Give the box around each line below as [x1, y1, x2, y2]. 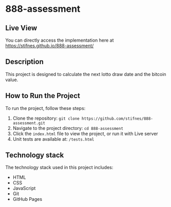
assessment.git [12, 120, 46, 126]
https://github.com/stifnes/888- [81, 116, 153, 121]
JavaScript [12, 185, 36, 192]
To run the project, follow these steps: [5, 105, 86, 111]
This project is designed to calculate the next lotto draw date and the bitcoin [5, 71, 166, 77]
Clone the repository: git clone [12, 115, 80, 121]
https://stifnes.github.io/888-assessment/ [5, 43, 94, 49]
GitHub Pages [12, 196, 43, 202]
